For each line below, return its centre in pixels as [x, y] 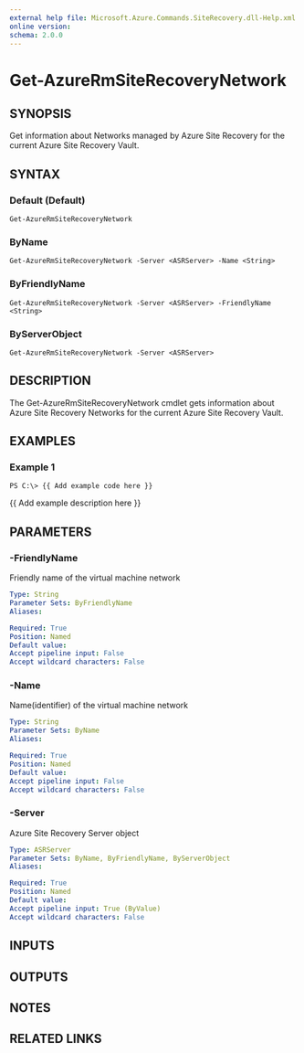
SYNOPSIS [41, 114]
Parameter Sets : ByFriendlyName [71, 603]
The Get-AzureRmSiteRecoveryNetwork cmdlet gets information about [142, 402]
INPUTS [32, 946]
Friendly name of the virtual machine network [95, 578]
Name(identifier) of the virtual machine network [99, 706]
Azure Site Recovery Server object [74, 833]
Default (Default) [47, 200]
